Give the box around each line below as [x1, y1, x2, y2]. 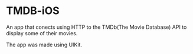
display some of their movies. [6, 29, 78, 36]
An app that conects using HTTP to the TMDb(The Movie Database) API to [6, 23, 187, 31]
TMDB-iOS [6, 4, 60, 18]
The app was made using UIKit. [6, 41, 83, 48]
